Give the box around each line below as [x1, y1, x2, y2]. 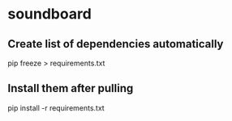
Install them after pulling [7, 81, 134, 95]
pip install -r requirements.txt [7, 102, 105, 113]
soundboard [7, 5, 92, 23]
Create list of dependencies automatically [7, 37, 224, 51]
